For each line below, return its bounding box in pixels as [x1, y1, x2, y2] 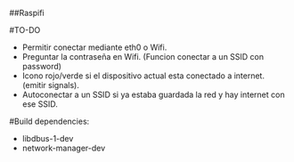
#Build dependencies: [9, 116, 90, 126]
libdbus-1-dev [21, 134, 74, 143]
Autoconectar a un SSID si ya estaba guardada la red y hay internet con [21, 89, 285, 100]
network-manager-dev [21, 142, 106, 153]
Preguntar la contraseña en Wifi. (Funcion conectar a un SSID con [21, 52, 265, 61]
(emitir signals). [21, 80, 80, 90]
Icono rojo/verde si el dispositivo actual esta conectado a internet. [21, 70, 265, 81]
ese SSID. [21, 99, 58, 109]
